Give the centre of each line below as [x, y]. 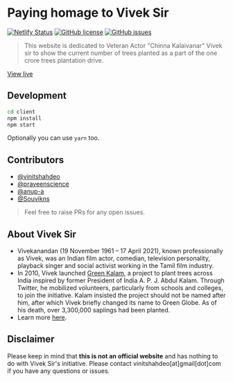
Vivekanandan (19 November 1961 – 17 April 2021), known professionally [120, 251]
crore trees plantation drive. [64, 60]
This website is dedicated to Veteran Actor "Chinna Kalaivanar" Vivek [123, 45]
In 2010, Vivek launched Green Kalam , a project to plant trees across [115, 273]
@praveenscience [43, 184]
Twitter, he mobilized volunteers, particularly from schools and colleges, [120, 288]
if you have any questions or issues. [59, 371]
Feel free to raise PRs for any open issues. [85, 212]
